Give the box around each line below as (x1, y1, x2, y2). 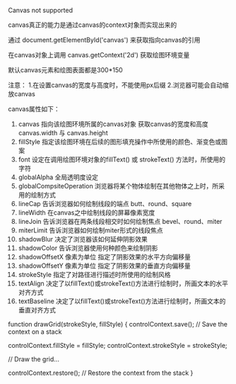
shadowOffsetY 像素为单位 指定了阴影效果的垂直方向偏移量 (18, 261, 191, 270)
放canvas (8, 90, 36, 98)
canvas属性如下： (8, 105, 61, 113)
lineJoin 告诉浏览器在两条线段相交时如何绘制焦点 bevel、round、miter (18, 218, 223, 225)
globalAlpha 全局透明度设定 (18, 173, 98, 181)
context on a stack (8, 327, 62, 336)
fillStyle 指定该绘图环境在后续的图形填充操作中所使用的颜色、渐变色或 (18, 137, 222, 146)
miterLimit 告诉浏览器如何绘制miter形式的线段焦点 (18, 226, 163, 235)
